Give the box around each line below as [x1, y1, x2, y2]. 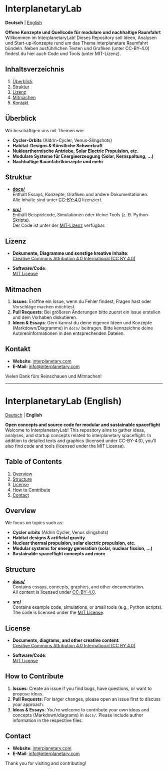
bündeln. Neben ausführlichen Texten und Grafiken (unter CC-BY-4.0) [5, 45, 150, 51]
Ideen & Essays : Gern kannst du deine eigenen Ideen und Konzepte [12, 320, 152, 325]
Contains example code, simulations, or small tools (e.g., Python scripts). [12, 604, 163, 610]
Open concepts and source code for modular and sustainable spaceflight [5, 422, 160, 428]
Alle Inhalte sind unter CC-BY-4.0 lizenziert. [12, 197, 102, 203]
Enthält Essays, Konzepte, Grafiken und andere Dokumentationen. [12, 191, 148, 198]
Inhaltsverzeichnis [5, 65, 64, 74]
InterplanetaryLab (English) [5, 396, 122, 407]
